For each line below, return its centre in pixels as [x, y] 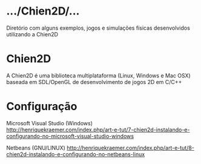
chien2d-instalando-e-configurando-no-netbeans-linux [76, 154]
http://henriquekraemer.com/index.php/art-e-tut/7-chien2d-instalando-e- [98, 130]
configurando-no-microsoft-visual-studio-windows [70, 136]
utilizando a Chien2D [32, 34]
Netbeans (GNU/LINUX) [36, 148]
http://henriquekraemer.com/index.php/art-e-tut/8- [130, 148]
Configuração [42, 107]
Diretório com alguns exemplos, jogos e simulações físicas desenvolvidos [98, 28]
